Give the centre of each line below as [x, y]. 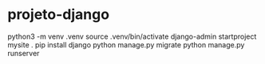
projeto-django [58, 15]
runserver [24, 53]
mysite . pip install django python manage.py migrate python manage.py [126, 44]
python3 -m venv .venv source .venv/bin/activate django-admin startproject [132, 36]
